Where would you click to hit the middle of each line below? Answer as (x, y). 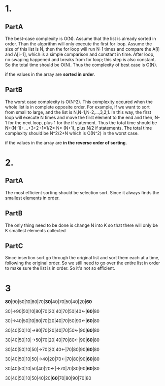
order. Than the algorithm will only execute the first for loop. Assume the (79, 44)
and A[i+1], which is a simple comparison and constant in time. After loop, (80, 54)
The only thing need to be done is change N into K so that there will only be (82, 225)
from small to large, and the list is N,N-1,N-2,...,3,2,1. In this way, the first (78, 112)
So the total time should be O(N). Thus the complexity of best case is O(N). (81, 65)
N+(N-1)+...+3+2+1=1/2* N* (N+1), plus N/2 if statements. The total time (79, 128)
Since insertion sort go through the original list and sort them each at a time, (82, 258)
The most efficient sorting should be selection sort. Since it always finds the (82, 192)
